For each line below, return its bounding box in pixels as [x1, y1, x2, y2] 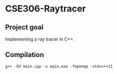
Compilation [5, 50, 44, 59]
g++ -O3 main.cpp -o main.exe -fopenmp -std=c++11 [5, 63, 113, 69]
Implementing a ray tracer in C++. [5, 36, 75, 42]
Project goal [5, 23, 43, 31]
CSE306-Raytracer [5, 3, 86, 14]
